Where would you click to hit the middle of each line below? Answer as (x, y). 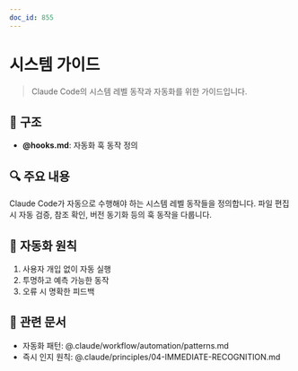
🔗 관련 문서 (38, 322)
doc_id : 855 (31, 17)
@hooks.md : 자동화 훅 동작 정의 (80, 145)
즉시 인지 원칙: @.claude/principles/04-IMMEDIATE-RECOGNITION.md (151, 357)
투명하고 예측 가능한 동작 (66, 280)
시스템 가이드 (55, 65)
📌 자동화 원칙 (44, 246)
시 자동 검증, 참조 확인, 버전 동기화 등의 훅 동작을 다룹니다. (111, 215)
